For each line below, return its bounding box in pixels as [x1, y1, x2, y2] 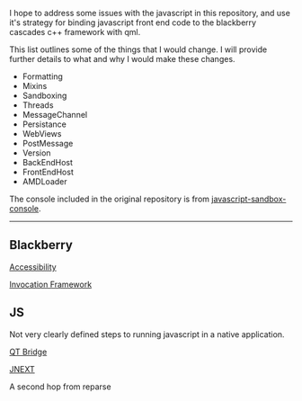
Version [22, 147, 51, 158]
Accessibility [9, 261, 57, 272]
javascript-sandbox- [210, 193, 287, 204]
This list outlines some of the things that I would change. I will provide [9, 44, 268, 55]
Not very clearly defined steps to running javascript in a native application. [9, 328, 285, 340]
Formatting [22, 71, 63, 82]
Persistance [22, 119, 67, 129]
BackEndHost [22, 157, 74, 167]
